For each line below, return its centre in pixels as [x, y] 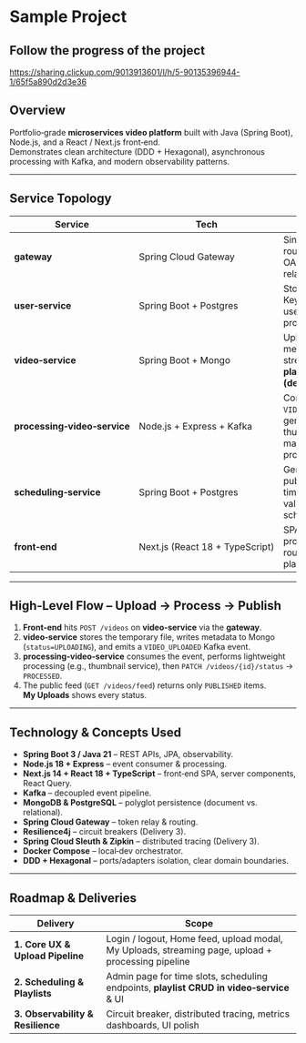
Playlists [33, 994]
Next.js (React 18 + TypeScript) [207, 546]
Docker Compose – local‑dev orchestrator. [103, 851]
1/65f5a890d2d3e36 [48, 82]
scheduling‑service [58, 491]
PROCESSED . [42, 676]
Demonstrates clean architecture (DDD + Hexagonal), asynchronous [138, 151]
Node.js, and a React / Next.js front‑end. [85, 142]
